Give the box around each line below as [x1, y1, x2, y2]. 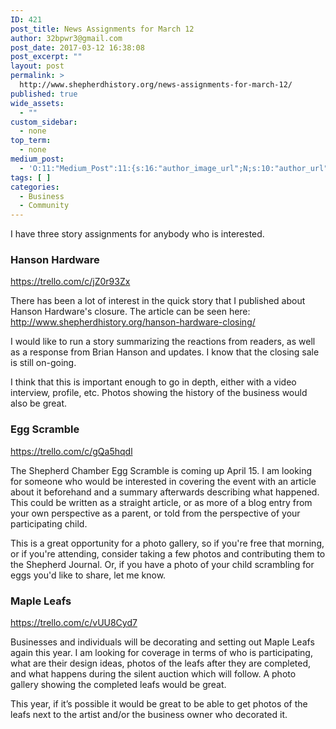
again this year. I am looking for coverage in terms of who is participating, [10, 647, 313, 659]
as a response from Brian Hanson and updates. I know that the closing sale [10, 346, 320, 358]
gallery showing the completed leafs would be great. [10, 679, 227, 691]
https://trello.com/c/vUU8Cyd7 [10, 617, 138, 629]
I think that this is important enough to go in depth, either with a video [10, 376, 297, 388]
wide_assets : [10, 98, 65, 108]
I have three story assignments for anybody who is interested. [10, 228, 265, 240]
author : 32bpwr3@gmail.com [10, 33, 123, 43]
